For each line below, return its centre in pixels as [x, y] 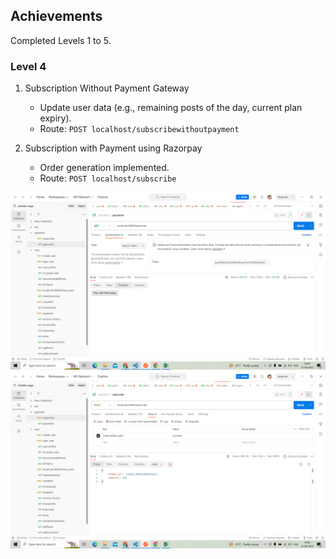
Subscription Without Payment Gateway [107, 88]
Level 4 [28, 66]
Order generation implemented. [104, 168]
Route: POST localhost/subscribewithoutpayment [139, 129]
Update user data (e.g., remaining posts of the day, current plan [171, 108]
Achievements [56, 16]
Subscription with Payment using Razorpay [113, 148]
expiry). [55, 118]
